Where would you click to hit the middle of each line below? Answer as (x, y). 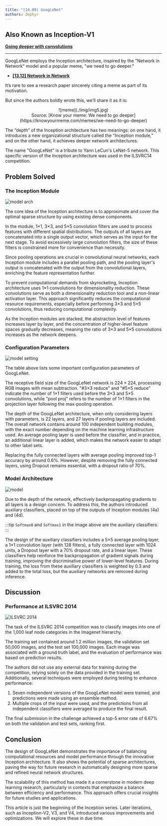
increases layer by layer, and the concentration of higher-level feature (77, 324)
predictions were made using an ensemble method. (65, 698)
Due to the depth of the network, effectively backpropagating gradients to (81, 499)
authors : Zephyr (22, 14)
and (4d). (15, 515)
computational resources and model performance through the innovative (80, 757)
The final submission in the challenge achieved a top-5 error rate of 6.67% (82, 718)
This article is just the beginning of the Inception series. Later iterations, (79, 808)
